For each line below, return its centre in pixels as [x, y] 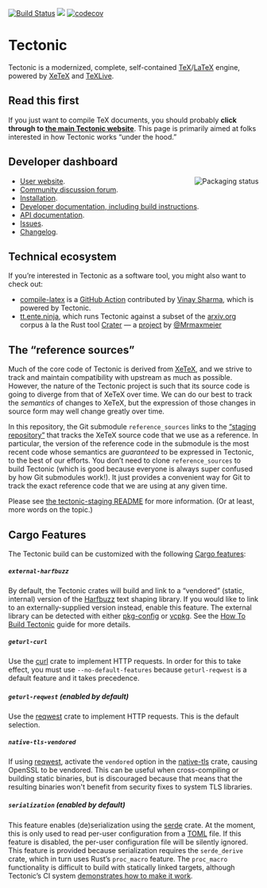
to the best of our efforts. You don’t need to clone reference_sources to [124, 460]
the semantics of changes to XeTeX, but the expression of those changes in [132, 403]
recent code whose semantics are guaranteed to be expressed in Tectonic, [131, 452]
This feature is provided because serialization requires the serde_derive [126, 850]
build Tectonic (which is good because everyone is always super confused [130, 469]
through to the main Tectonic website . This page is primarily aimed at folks [132, 128]
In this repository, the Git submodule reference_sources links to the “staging [132, 427]
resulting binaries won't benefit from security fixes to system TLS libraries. [130, 786]
